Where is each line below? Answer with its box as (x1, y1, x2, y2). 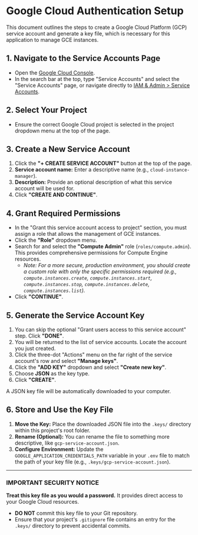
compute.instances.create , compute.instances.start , (23, 274, 153, 281)
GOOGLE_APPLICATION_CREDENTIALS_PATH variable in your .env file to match (14, 452, 190, 459)
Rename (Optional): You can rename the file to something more (14, 433, 170, 440)
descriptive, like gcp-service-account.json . (14, 439, 120, 446)
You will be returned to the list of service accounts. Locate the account (14, 339, 187, 345)
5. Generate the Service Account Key (6, 310, 145, 320)
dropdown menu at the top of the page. (14, 127, 111, 134)
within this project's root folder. (14, 427, 91, 434)
